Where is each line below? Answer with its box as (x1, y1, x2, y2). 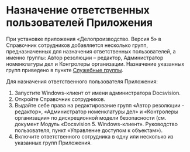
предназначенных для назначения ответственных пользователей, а (6, 48, 177, 55)
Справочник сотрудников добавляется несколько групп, (6, 42, 148, 49)
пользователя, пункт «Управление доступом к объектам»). (14, 127, 163, 134)
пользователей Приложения (6, 16, 153, 29)
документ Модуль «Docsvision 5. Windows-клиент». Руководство (14, 120, 178, 127)
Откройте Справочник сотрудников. (14, 95, 106, 103)
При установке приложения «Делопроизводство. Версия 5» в (6, 35, 162, 42)
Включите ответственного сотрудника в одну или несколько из (14, 133, 174, 140)
